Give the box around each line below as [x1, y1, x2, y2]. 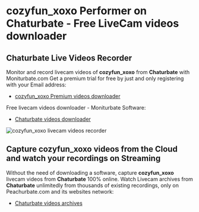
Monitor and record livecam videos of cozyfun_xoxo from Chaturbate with [6, 69, 190, 75]
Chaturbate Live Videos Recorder [6, 53, 132, 63]
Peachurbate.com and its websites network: [6, 188, 114, 195]
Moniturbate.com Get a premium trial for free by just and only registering [6, 75, 184, 82]
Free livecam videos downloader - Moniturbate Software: [6, 104, 146, 111]
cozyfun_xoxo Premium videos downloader [14, 93, 121, 99]
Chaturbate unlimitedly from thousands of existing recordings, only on [6, 182, 179, 189]
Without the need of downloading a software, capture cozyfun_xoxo [6, 169, 174, 176]
